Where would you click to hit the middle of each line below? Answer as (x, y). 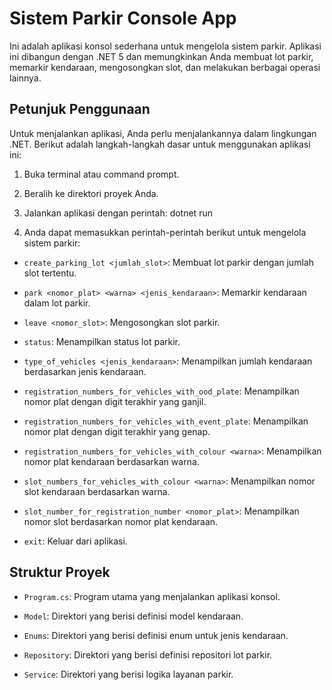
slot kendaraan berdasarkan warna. (97, 491)
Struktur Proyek (60, 572)
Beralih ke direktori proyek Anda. (91, 193)
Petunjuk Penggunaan (80, 109)
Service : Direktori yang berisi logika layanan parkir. (128, 674)
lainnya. (25, 78)
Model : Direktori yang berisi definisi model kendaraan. (133, 616)
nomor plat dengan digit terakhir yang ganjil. (115, 401)
